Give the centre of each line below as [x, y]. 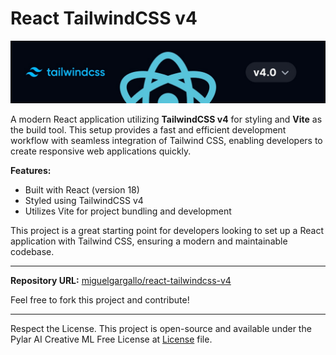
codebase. [32, 252]
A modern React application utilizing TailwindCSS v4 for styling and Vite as [166, 119]
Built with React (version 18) [82, 190]
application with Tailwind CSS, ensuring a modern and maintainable [149, 241]
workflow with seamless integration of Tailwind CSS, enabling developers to [166, 141]
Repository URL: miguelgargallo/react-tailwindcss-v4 [121, 281]
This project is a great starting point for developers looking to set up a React [167, 231]
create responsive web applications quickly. [101, 151]
